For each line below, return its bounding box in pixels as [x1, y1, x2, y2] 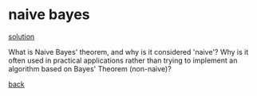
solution [8, 32, 35, 41]
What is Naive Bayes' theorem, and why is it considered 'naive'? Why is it [8, 47, 249, 56]
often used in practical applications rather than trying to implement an [8, 56, 238, 65]
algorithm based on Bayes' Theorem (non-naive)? [8, 63, 172, 73]
